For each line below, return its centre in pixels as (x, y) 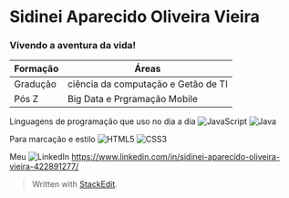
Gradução (36, 84)
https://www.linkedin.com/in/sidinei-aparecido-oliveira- (176, 157)
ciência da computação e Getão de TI (147, 84)
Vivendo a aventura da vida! (73, 46)
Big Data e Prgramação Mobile (133, 99)
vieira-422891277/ (44, 167)
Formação (36, 68)
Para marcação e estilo (52, 140)
